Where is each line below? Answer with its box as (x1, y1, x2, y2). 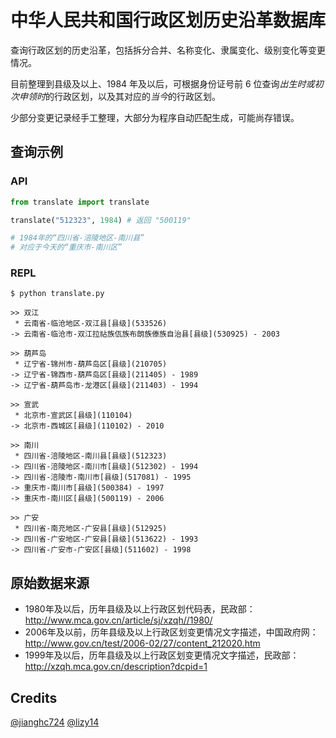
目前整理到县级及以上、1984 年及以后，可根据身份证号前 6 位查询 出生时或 (10, 77, 315, 90)
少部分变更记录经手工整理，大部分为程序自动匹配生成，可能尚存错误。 (10, 111, 300, 123)
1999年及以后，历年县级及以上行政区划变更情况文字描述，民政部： (24, 649, 300, 661)
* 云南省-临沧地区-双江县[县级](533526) (14, 319, 168, 329)
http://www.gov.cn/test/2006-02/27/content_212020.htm (24, 637, 261, 650)
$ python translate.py (10, 289, 105, 299)
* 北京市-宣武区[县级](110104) (14, 411, 133, 421)
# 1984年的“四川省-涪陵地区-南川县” (10, 233, 145, 243)
